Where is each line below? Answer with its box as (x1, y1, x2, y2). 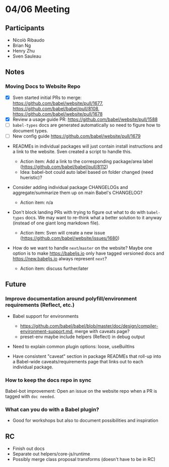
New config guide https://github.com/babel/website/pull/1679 (12, 133, 141, 139)
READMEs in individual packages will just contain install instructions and (12, 143, 163, 149)
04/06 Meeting (5, 4, 70, 15)
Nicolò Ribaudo (12, 37, 45, 43)
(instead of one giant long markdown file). (12, 220, 100, 226)
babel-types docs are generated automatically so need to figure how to (12, 122, 160, 128)
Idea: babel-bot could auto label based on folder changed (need (20, 169, 154, 175)
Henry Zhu (12, 48, 35, 54)
